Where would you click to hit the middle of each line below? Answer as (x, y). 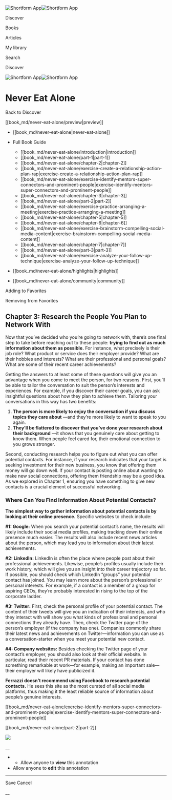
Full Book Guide (29, 142)
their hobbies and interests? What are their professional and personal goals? (86, 359)
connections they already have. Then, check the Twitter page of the (77, 623)
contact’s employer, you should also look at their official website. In (76, 654)
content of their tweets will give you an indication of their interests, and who (85, 612)
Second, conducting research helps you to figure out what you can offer (81, 454)
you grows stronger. (34, 444)
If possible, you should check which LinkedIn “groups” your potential (78, 575)
